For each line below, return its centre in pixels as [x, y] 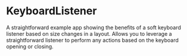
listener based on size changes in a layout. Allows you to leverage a [89, 33]
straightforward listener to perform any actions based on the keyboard [92, 40]
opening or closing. [30, 46]
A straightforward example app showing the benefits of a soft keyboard [94, 27]
